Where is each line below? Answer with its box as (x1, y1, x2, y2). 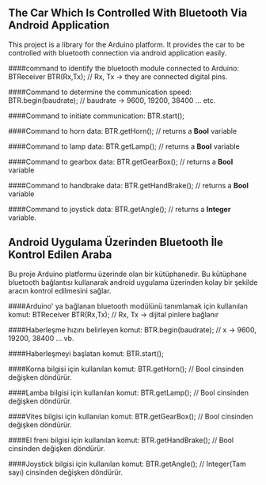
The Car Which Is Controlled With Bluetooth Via (8, 6, 248, 20)
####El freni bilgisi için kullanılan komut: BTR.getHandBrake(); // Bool (8, 435, 234, 445)
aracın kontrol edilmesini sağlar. (8, 286, 112, 295)
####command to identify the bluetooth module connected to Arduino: (8, 63, 240, 73)
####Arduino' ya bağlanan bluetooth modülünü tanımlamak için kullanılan (8, 301, 248, 311)
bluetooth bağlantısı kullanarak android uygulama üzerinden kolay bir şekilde (8, 277, 258, 287)
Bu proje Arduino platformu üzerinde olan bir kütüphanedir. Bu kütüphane (8, 269, 247, 278)
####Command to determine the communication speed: (8, 87, 192, 97)
